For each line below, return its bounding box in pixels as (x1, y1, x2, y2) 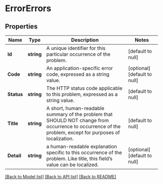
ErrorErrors (5, 3, 51, 14)
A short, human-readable (46, 105, 104, 112)
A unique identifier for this (46, 45, 106, 51)
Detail (7, 152, 21, 159)
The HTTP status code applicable (46, 85, 123, 91)
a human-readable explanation (46, 143, 117, 150)
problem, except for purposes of (46, 129, 120, 136)
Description (71, 37, 99, 43)
